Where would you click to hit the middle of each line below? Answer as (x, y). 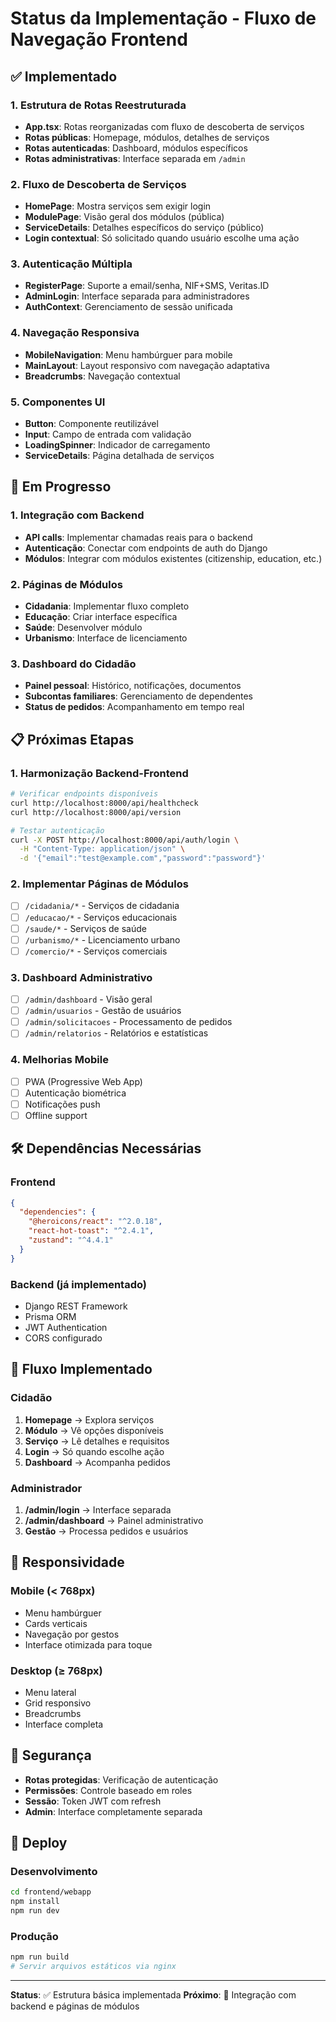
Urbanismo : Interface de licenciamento (106, 638)
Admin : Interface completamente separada (113, 1811)
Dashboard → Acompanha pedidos (97, 1462)
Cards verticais (56, 1623)
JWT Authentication (66, 1327)
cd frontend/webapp (51, 1892)
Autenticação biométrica (75, 1093)
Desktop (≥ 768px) (56, 1670)
